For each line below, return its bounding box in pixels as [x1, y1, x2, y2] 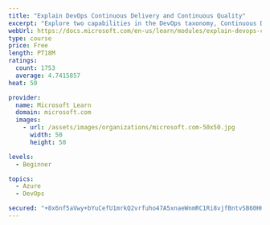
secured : [8, 204, 38, 213]
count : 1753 [15, 64, 56, 72]
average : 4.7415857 [15, 72, 81, 80]
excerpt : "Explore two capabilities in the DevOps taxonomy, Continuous [8, 19, 257, 27]
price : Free [8, 42, 48, 50]
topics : [8, 174, 35, 183]
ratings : [8, 57, 38, 65]
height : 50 [29, 138, 67, 146]
